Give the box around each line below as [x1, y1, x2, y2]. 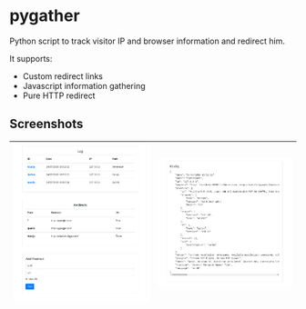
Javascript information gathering [22, 80, 146, 91]
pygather [9, 5, 80, 26]
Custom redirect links [22, 70, 103, 82]
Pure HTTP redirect [22, 90, 96, 101]
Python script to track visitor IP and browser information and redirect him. [9, 35, 285, 46]
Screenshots [9, 116, 84, 132]
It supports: [9, 53, 53, 64]
